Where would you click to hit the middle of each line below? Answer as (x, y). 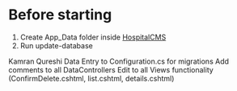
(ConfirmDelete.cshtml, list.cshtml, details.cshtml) (91, 78)
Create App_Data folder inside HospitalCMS (93, 37)
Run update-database (56, 45)
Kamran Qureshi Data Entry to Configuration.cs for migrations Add (118, 61)
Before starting (60, 15)
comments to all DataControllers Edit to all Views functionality (111, 69)
